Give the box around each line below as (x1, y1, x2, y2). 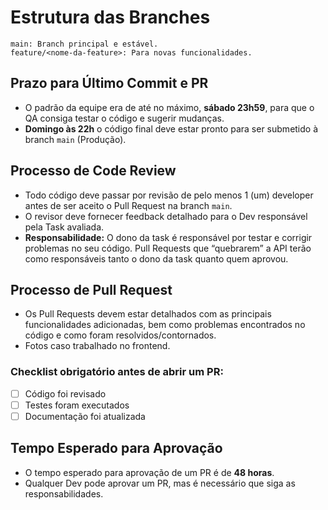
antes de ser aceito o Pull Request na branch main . (24, 199, 233, 211)
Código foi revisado (24, 387, 107, 400)
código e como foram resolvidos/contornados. (24, 329, 217, 341)
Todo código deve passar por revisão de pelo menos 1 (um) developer (24, 189, 314, 201)
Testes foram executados (24, 399, 130, 411)
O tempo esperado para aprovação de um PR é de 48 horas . (24, 466, 275, 478)
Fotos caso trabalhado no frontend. (24, 340, 171, 352)
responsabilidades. (24, 487, 104, 500)
